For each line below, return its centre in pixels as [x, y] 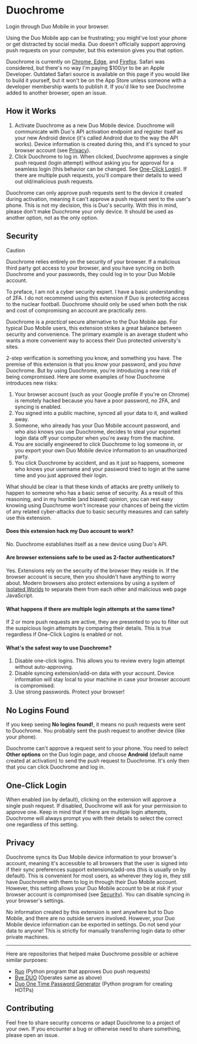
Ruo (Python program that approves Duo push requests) [82, 971]
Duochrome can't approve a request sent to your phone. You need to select [97, 749]
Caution [16, 250]
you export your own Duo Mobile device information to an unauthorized [101, 450]
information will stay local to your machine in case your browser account [102, 679]
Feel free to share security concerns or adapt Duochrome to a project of [93, 1022]
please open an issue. [33, 1035]
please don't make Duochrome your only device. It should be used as [90, 211]
